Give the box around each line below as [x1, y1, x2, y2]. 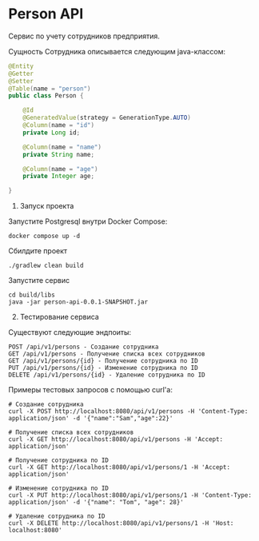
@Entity [8, 62, 34, 70]
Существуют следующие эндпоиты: [8, 328, 132, 337]
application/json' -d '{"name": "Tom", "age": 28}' [8, 499, 184, 507]
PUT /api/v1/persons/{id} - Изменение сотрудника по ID [8, 364, 198, 372]
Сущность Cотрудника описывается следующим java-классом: [8, 46, 226, 56]
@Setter [8, 77, 34, 85]
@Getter [8, 70, 34, 78]
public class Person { [8, 92, 84, 100]
